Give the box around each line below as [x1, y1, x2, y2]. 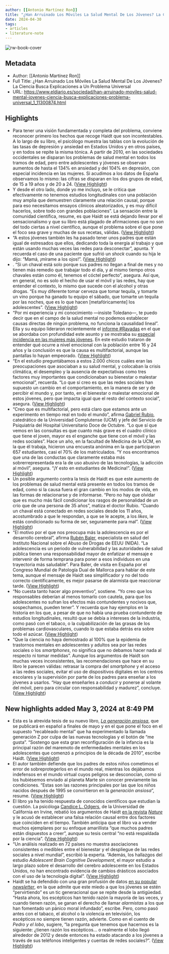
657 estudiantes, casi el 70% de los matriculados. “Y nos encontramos [12, 449, 159, 455]
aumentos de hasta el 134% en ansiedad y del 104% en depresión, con [12, 165, 160, 171]
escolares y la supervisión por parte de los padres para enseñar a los [12, 674, 156, 680]
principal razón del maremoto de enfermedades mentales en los [12, 745, 145, 751]
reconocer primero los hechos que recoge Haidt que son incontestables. [12, 133, 163, 139]
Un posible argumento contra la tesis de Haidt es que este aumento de [12, 475, 159, 482]
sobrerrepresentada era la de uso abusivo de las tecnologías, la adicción [12, 459, 163, 465]
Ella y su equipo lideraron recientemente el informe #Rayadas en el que [12, 326, 160, 332]
